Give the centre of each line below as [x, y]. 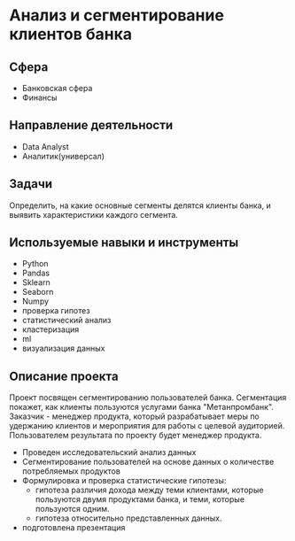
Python [35, 264]
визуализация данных [63, 348]
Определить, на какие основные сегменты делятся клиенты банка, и [140, 205]
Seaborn [38, 292]
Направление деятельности [91, 125]
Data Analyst [45, 146]
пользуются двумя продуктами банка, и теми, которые [140, 499]
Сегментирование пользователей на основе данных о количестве [148, 462]
